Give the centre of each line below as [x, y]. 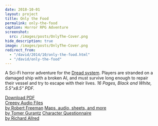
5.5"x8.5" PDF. [20, 88]
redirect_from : [20, 50]
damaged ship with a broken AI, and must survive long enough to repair [77, 78]
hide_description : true [29, 41]
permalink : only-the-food [31, 23]
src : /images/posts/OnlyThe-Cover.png [49, 37]
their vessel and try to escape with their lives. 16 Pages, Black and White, [79, 83]
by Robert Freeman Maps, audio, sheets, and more [56, 108]
